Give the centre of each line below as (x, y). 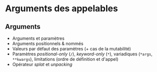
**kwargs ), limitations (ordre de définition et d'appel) (65, 59)
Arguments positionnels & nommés (48, 44)
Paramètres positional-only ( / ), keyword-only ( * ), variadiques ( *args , (82, 54)
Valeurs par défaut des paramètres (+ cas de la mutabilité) (72, 49)
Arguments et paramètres (38, 38)
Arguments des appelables (62, 9)
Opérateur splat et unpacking (42, 64)
